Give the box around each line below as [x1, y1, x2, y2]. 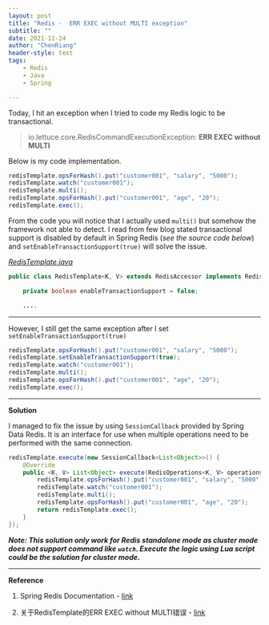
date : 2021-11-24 [8, 34, 66, 43]
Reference [8, 575, 44, 585]
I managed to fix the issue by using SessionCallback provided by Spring [8, 420, 244, 430]
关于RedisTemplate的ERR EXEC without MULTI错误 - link [19, 607, 206, 617]
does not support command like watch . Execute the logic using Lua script [8, 543, 255, 554]
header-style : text [8, 49, 74, 57]
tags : [8, 57, 26, 65]
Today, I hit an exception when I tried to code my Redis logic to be [8, 108, 226, 117]
